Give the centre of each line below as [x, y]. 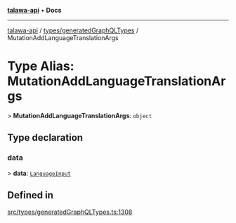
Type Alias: [41, 66]
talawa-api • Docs [34, 10]
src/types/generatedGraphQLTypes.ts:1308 [70, 212]
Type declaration [45, 138]
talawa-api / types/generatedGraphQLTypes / [73, 30]
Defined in [31, 195]
